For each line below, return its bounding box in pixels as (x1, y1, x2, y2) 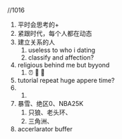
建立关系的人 (17, 38, 55, 46)
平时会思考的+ (17, 20, 60, 29)
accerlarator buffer (17, 125, 73, 133)
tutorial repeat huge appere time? (17, 77, 115, 84)
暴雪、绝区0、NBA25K (17, 100, 84, 107)
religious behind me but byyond (17, 61, 110, 69)
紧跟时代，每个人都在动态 (17, 29, 92, 37)
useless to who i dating (28, 46, 96, 54)
